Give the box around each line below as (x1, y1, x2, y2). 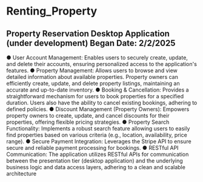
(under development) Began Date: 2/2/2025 (6, 38, 176, 48)
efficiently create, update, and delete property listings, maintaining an (6, 80, 180, 87)
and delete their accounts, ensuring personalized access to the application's (6, 61, 197, 67)
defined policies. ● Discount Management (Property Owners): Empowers (6, 106, 190, 113)
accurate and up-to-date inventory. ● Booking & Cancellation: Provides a (6, 86, 189, 93)
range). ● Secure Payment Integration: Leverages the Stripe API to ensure (6, 138, 192, 145)
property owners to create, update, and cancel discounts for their (6, 112, 170, 119)
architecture (6, 170, 37, 177)
